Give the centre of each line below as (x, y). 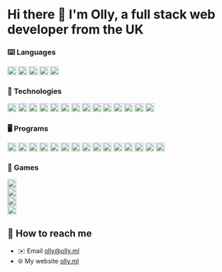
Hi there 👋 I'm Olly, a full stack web (111, 15)
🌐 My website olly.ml (48, 261)
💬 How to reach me (50, 233)
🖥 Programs (28, 129)
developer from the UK (76, 29)
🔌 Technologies (35, 92)
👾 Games (23, 168)
